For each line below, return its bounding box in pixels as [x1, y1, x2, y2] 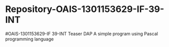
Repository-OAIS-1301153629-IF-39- [5, 3, 164, 15]
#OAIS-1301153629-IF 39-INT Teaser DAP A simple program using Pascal [5, 30, 158, 36]
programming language [5, 36, 54, 42]
